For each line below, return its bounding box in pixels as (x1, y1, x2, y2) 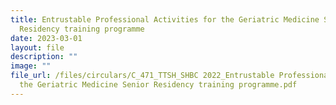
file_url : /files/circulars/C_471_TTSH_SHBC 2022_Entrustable (10, 71, 275, 81)
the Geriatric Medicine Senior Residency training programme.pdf (19, 80, 298, 90)
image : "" (10, 61, 52, 71)
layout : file (10, 42, 65, 53)
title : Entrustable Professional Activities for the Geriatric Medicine (10, 14, 320, 25)
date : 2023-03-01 (10, 33, 83, 43)
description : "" (10, 52, 78, 62)
